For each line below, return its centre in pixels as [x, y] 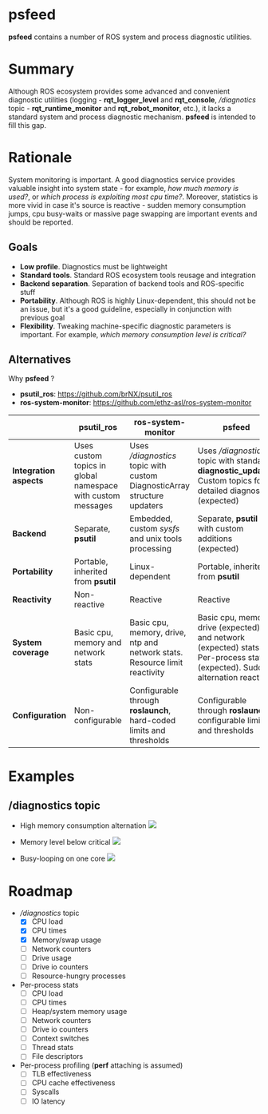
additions [215, 539]
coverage [31, 653]
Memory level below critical [65, 842]
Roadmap [41, 891]
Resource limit [156, 662]
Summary [41, 69]
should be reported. [41, 222]
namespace [96, 486]
